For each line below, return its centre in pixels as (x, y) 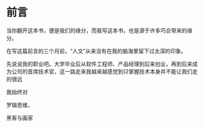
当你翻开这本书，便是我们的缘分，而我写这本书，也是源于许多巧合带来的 (97, 30)
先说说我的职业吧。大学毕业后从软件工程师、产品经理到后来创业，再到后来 (99, 64)
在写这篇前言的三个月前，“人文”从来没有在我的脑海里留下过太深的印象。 (97, 51)
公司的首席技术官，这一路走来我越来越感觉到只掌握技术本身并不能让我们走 (104, 71)
